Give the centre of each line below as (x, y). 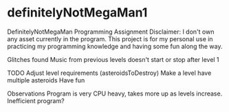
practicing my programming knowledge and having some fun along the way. (115, 46)
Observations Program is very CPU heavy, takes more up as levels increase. (115, 93)
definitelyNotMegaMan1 (77, 13)
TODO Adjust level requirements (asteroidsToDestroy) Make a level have (109, 73)
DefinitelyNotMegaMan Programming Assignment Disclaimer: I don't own (111, 32)
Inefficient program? (36, 100)
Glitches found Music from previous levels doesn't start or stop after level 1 (113, 59)
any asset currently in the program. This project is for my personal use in (110, 38)
